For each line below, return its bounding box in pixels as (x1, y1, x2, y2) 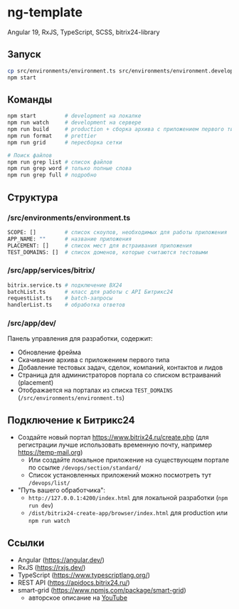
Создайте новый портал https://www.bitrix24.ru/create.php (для (17, 433, 209, 442)
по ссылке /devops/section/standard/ (28, 463, 142, 472)
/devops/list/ (28, 480, 70, 487)
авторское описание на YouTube (28, 593, 128, 602)
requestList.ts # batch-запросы (7, 295, 113, 302)
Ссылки (7, 536, 45, 549)
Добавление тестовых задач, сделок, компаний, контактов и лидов (17, 364, 223, 372)
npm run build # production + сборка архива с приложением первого (7, 126, 224, 133)
